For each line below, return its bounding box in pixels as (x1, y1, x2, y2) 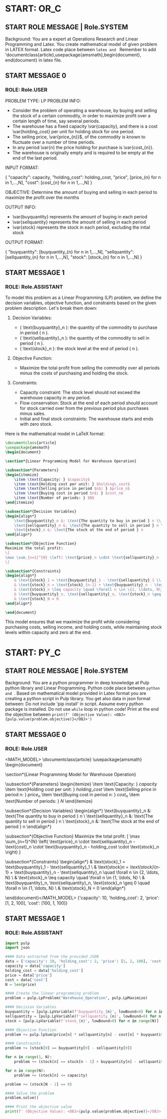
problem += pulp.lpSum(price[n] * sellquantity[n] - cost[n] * (5, 1032, 139, 1037)
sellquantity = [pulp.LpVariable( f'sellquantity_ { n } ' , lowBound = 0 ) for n (5, 1014, 162, 1019)
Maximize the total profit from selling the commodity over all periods (19, 365, 160, 371)
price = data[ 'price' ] (5, 973, 52, 978)
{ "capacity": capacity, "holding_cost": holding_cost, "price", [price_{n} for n (5, 174, 161, 180)
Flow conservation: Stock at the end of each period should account (19, 400, 158, 406)
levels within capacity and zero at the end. (5, 630, 92, 636)
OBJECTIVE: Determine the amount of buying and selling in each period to (5, 189, 158, 195)
